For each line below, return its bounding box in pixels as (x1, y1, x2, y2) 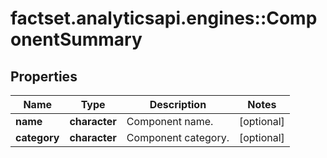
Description (149, 98, 207, 111)
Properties (10, 68, 78, 85)
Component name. (126, 115, 214, 128)
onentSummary (10, 28, 143, 51)
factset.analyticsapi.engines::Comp (10, 7, 318, 30)
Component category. (126, 131, 230, 144)
